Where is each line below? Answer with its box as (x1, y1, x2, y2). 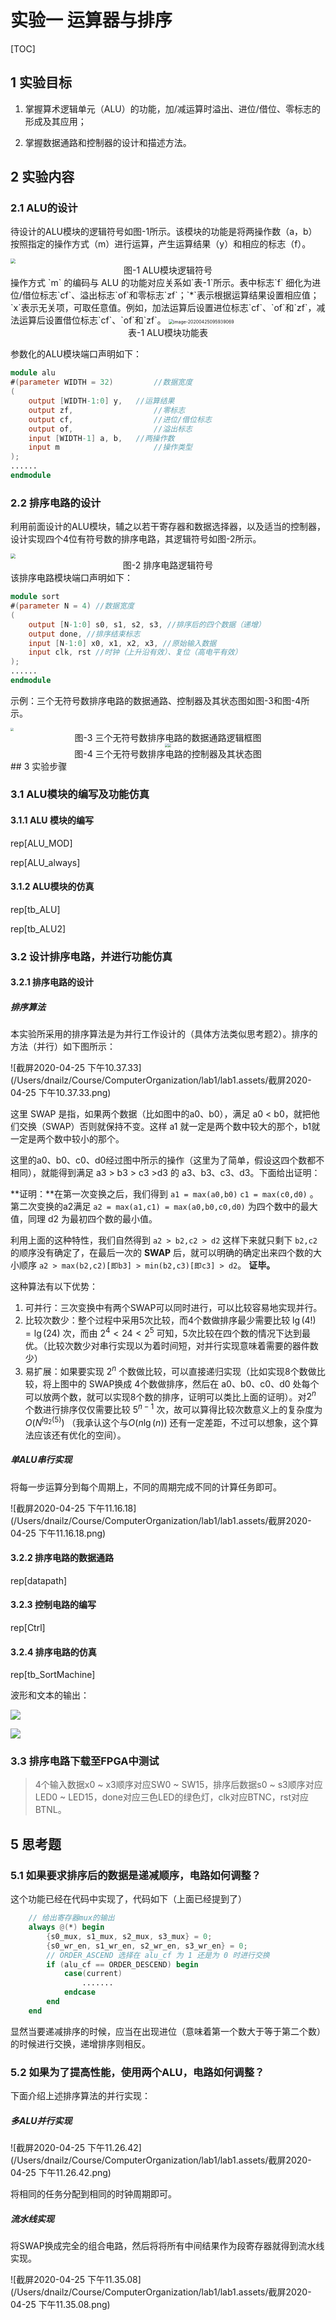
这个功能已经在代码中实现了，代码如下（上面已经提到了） (10, 1893, 247, 1905)
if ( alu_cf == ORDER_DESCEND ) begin (46, 1959, 199, 1970)
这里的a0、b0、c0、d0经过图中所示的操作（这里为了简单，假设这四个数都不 (10, 1154, 325, 1166)
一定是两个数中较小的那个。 (10, 1133, 125, 1145)
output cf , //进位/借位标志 (28, 414, 212, 425)
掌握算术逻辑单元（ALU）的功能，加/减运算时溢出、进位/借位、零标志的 (24, 102, 321, 115)
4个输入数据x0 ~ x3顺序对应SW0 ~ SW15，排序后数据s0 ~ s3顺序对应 (34, 1779, 323, 1791)
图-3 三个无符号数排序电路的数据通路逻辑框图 (74, 732, 262, 744)
